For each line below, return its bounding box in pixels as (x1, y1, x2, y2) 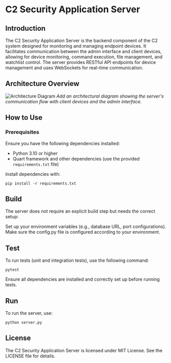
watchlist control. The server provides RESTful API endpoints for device (5, 59, 156, 65)
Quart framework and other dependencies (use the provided (12, 155, 140, 162)
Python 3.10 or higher (12, 150, 58, 156)
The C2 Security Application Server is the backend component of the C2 (5, 37, 158, 43)
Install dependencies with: (5, 171, 61, 177)
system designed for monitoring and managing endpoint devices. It (5, 43, 146, 49)
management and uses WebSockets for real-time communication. (5, 65, 143, 71)
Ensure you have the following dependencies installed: (5, 140, 120, 146)
